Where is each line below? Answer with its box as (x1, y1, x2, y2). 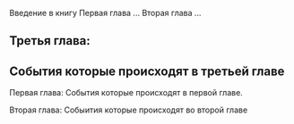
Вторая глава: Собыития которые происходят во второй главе (9, 104, 248, 115)
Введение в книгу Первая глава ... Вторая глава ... (9, 8, 202, 18)
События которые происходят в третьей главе (9, 63, 285, 79)
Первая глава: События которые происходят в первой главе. (9, 87, 244, 98)
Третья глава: (9, 33, 91, 48)
